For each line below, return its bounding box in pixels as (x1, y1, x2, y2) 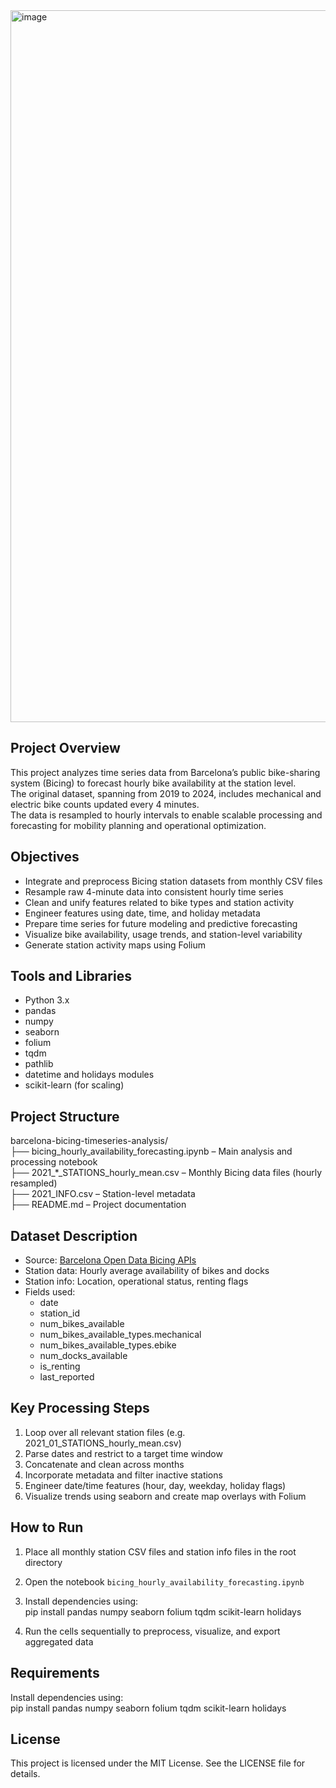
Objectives (10, 849, 80, 866)
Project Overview (10, 740, 121, 757)
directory (24, 1556, 63, 1568)
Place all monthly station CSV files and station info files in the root (24, 1545, 297, 1558)
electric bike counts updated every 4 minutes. (10, 798, 200, 810)
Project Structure (10, 1108, 120, 1125)
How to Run (10, 1519, 84, 1536)
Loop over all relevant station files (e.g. (24, 1426, 186, 1438)
